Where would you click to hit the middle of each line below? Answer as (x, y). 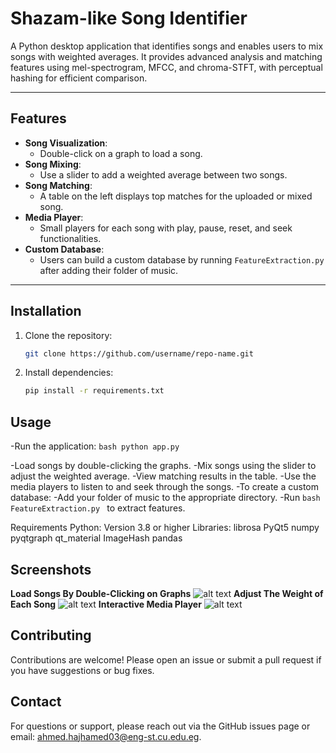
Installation (46, 311)
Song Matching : (58, 185)
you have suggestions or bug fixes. (82, 670)
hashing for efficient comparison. (79, 78)
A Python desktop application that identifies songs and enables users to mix (167, 46)
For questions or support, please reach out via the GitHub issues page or (160, 726)
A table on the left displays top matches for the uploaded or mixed (176, 196)
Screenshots (51, 569)
